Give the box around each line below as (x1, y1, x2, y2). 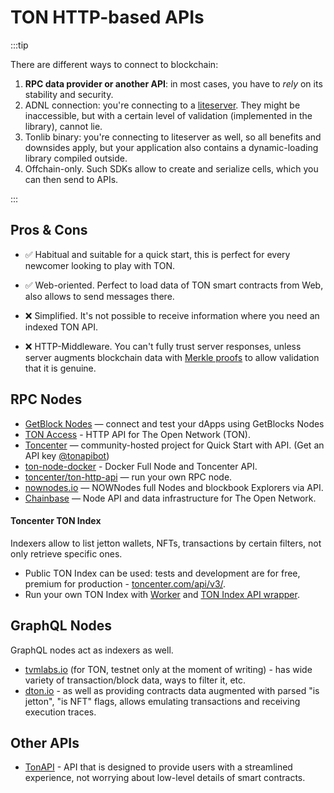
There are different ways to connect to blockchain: (10, 58, 219, 70)
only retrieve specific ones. (10, 547, 123, 560)
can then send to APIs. (24, 173, 119, 185)
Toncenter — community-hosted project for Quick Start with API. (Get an (24, 439, 325, 451)
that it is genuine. (24, 362, 97, 374)
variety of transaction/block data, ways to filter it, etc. (24, 674, 247, 686)
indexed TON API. (24, 321, 99, 333)
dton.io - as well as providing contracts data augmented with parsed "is (24, 684, 320, 696)
